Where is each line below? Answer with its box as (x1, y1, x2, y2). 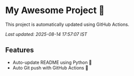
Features (5, 46, 34, 55)
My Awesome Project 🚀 (5, 5, 105, 16)
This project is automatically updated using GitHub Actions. (5, 21, 129, 27)
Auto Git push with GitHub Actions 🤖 (12, 64, 89, 70)
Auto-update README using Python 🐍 (12, 59, 92, 65)
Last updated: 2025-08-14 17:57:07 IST (5, 31, 87, 37)
